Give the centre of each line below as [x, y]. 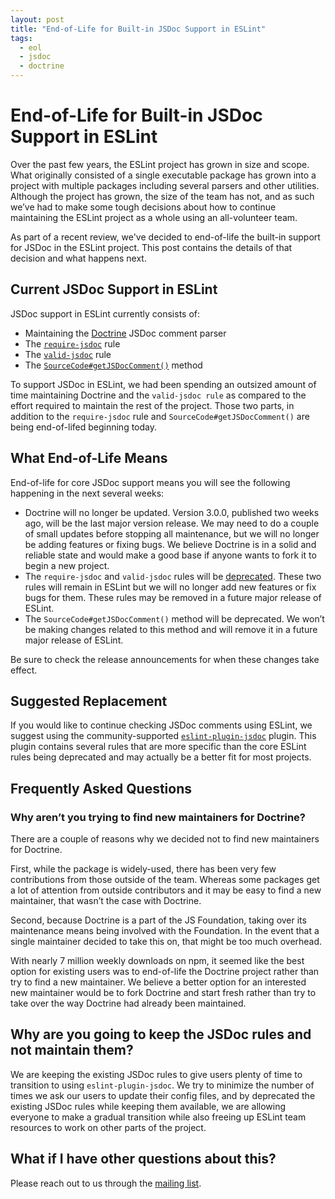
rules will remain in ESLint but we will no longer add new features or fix [170, 587]
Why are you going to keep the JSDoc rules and [161, 1034]
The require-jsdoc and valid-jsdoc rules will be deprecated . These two [173, 576]
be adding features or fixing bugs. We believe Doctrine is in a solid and [170, 544]
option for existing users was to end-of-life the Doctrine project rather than [165, 972]
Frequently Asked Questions [101, 788]
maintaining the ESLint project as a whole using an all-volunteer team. [154, 217]
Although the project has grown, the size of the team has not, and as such [162, 196]
